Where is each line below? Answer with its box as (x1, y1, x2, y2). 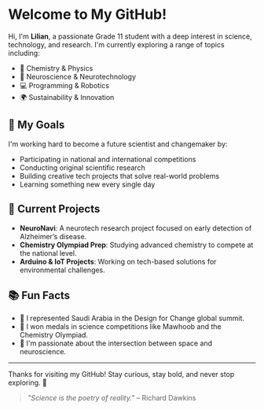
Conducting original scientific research (19, 163, 145, 172)
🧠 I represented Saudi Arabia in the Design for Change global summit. (19, 313, 245, 323)
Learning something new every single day (19, 179, 156, 189)
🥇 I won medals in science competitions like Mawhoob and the (19, 322, 222, 331)
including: (8, 48, 41, 57)
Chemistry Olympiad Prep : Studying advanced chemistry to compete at (19, 240, 254, 249)
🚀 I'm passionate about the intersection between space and (19, 338, 213, 348)
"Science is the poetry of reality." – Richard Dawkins (27, 393, 196, 403)
